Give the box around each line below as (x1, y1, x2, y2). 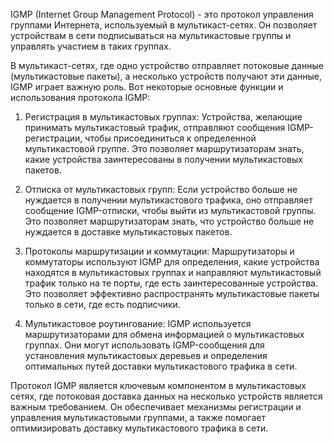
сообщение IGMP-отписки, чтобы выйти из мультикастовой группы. (24, 205, 317, 216)
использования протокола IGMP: (10, 92, 151, 103)
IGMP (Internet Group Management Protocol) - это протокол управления (10, 9, 314, 20)
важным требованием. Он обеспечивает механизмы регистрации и (10, 401, 302, 413)
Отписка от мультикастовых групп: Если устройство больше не (24, 184, 298, 195)
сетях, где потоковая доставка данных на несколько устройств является (10, 390, 323, 402)
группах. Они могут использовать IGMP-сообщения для (24, 339, 265, 351)
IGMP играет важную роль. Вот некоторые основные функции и (10, 81, 284, 93)
